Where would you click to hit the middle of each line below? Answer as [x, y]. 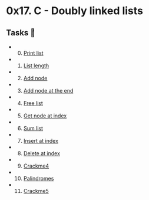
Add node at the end [48, 91]
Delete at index [42, 153]
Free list [33, 103]
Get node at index [45, 116]
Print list [33, 53]
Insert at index [41, 141]
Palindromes [39, 178]
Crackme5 [36, 191]
